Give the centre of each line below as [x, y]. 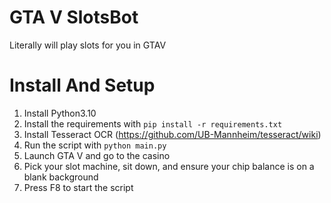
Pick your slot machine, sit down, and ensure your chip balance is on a [169, 166]
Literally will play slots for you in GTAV [88, 45]
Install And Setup [82, 85]
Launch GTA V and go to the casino [97, 155]
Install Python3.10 [60, 113]
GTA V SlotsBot [74, 17]
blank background [61, 177]
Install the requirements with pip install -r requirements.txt [153, 123]
